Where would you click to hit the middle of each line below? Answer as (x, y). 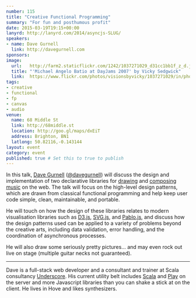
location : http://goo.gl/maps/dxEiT (56, 131)
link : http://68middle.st (43, 126)
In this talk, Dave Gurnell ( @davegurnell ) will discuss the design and (88, 175)
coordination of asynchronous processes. (56, 236)
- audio (15, 109)
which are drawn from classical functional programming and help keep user (97, 193)
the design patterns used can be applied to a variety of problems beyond (94, 223)
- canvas (17, 104)
